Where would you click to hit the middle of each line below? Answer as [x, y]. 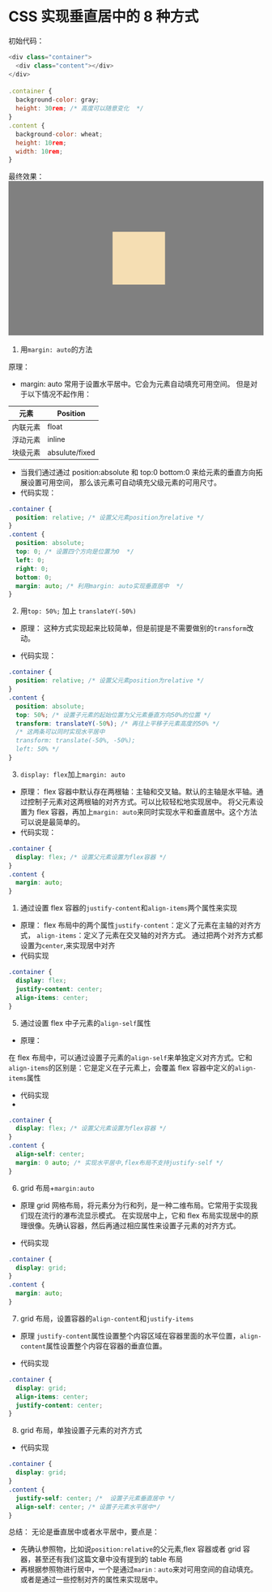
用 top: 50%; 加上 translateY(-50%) [78, 611]
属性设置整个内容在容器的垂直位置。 [106, 1346]
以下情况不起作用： [59, 394]
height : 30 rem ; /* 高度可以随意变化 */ [80, 109]
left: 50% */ [38, 749]
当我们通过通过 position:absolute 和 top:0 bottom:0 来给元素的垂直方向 [138, 472]
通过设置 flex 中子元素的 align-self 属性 [85, 1023]
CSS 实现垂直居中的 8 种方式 [104, 17]
